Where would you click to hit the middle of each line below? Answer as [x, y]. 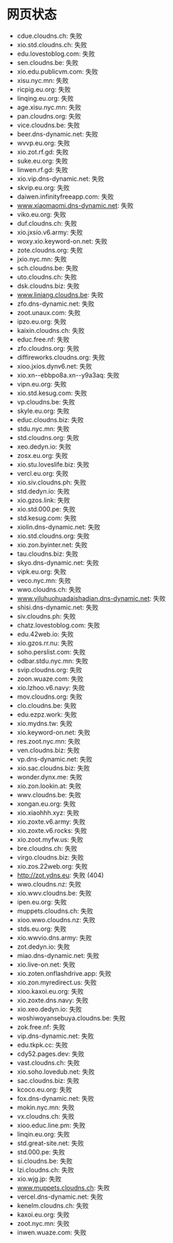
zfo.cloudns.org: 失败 [48, 348]
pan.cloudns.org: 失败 [49, 116]
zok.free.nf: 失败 [41, 1027]
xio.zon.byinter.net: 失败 [52, 544]
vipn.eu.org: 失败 [42, 384]
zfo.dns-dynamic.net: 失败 [56, 304]
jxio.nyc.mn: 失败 [42, 259]
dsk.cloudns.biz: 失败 [48, 286]
